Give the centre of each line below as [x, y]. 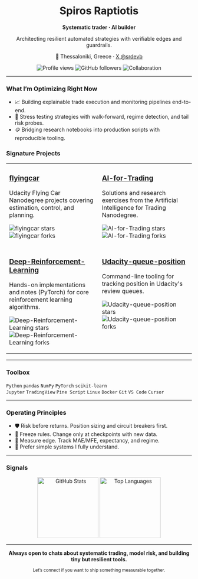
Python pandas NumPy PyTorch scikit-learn [57, 386]
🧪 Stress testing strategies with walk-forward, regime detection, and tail [102, 117]
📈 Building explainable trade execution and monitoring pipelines [93, 102]
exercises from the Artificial [140, 200]
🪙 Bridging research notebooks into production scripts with [87, 130]
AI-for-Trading [128, 178]
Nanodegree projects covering [51, 200]
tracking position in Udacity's [142, 284]
